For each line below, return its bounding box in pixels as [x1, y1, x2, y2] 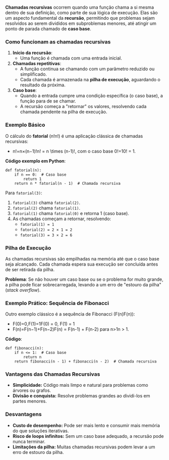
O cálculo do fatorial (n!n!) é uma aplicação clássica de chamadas [5, 133, 143, 139]
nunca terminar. [12, 438, 45, 444]
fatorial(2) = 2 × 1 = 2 [20, 227, 73, 232]
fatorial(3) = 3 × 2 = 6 [20, 232, 73, 238]
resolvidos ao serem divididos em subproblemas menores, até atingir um [5, 20, 156, 26]
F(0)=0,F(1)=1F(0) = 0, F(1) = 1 [12, 321, 75, 327]
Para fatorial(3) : [5, 189, 42, 196]
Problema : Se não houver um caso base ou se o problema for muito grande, [5, 276, 164, 282]
